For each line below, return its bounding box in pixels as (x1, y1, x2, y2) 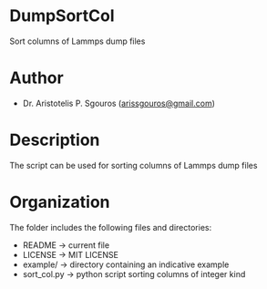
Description (9, 129, 100, 150)
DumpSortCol (9, 5, 116, 26)
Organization (9, 192, 110, 212)
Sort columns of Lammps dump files (9, 36, 146, 46)
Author (9, 67, 64, 88)
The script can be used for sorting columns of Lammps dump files (9, 160, 258, 170)
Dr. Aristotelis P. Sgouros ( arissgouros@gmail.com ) (22, 98, 216, 108)
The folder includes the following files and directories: (9, 222, 212, 232)
